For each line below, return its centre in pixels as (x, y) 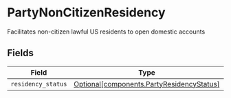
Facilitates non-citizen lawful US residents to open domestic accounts (106, 32)
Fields (21, 53)
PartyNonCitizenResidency (87, 13)
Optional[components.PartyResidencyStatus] (146, 84)
